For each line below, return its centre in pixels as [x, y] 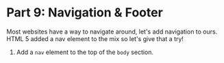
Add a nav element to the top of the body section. [85, 52]
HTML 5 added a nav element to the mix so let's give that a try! [95, 38]
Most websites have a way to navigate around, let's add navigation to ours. [112, 32]
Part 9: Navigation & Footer [85, 13]
